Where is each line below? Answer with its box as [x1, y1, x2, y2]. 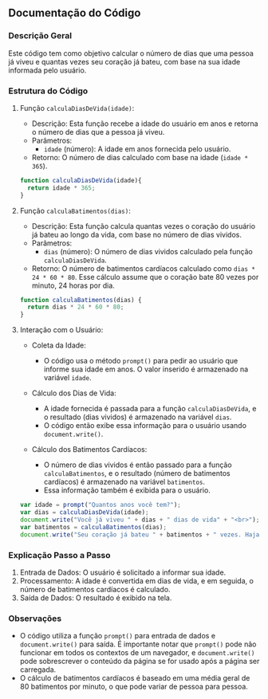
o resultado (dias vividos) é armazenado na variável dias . [43, 412, 232, 422]
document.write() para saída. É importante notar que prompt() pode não [19, 639, 257, 649]
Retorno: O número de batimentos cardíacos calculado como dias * [31, 263, 255, 273]
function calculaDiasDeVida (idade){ [19, 176, 142, 184]
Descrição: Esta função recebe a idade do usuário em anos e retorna [31, 119, 258, 128]
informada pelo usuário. [8, 65, 87, 75]
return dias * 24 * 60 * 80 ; [27, 303, 124, 312]
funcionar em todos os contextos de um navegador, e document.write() [19, 648, 255, 658]
